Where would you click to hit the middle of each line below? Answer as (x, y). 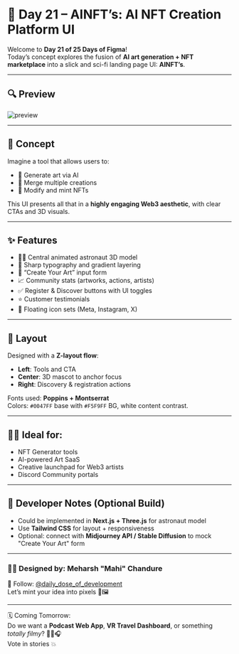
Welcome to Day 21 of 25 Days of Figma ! (68, 49)
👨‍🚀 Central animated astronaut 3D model (78, 257)
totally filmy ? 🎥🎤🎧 (34, 634)
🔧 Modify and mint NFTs (53, 190)
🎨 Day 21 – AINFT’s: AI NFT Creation (115, 15)
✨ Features (32, 240)
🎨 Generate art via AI (48, 175)
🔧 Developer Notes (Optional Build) (86, 504)
